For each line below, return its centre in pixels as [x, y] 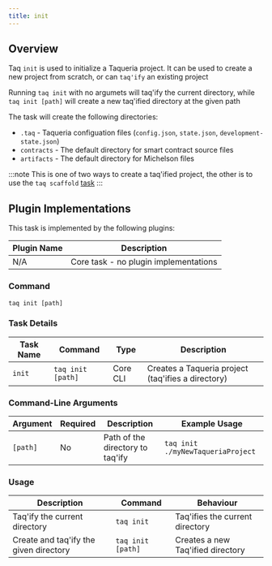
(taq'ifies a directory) [187, 378]
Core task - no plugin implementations [144, 262]
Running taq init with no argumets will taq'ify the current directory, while [132, 93]
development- [242, 134]
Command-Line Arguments [64, 403]
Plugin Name [38, 248]
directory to [126, 447]
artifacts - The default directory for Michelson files [107, 158]
